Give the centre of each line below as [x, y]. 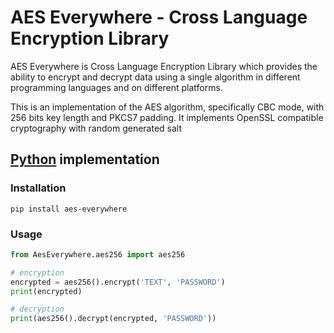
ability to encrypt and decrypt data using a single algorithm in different [155, 77]
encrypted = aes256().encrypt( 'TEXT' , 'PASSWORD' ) [118, 282]
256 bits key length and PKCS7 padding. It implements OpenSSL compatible [167, 117]
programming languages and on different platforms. [116, 87]
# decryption [37, 309]
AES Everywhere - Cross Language [159, 17]
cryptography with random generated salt [96, 128]
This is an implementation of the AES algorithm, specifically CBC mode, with [167, 107]
